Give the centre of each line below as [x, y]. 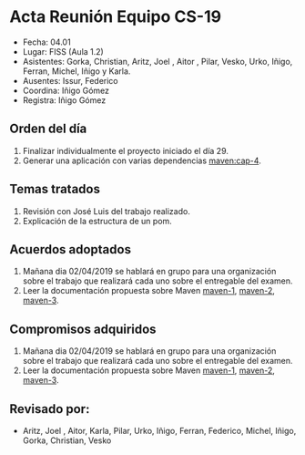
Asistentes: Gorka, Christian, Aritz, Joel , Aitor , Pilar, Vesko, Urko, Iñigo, [158, 61]
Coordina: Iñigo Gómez [66, 90]
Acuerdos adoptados [71, 249]
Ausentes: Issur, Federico [70, 80]
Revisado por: [50, 409]
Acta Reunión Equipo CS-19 [115, 17]
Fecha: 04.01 [46, 42]
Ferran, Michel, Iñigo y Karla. [76, 71]
